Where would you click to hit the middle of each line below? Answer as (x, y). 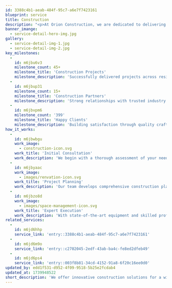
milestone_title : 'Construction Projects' (60, 72)
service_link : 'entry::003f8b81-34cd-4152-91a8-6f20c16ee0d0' (82, 263)
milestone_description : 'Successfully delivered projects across (86, 77)
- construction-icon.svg (45, 149)
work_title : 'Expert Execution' (49, 210)
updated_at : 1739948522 (31, 273)
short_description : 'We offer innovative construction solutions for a (83, 277)
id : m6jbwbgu (28, 139)
